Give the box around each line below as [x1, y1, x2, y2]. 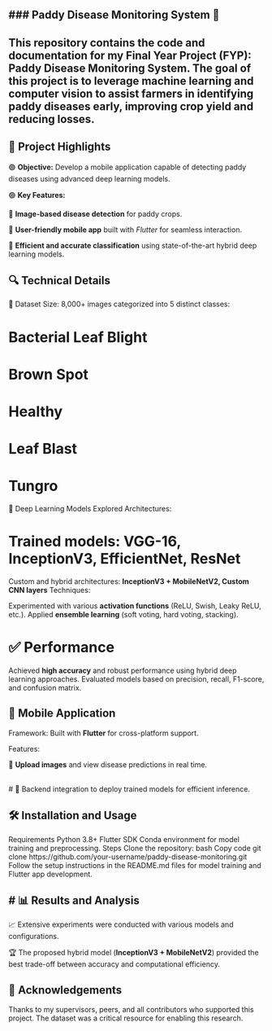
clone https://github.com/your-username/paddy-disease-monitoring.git [8, 852, 248, 862]
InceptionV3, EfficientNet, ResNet [8, 550, 241, 568]
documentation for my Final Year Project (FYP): [8, 48, 252, 62]
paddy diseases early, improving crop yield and [8, 99, 254, 113]
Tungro [8, 477, 58, 495]
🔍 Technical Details [8, 274, 111, 287]
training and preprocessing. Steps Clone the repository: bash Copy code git [8, 843, 261, 853]
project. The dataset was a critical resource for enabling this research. [8, 1013, 244, 1023]
